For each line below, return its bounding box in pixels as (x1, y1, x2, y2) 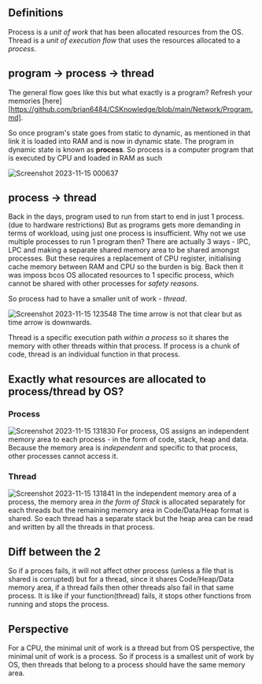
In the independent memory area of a (116, 489, 237, 498)
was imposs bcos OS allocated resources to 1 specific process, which (8, 271, 234, 280)
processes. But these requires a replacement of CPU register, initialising (8, 253, 242, 263)
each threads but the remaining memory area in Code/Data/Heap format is (8, 505, 249, 515)
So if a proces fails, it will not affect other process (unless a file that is (8, 566, 234, 575)
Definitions (8, 6, 64, 20)
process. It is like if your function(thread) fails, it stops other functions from (8, 591, 252, 601)
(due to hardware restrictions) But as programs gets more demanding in (8, 220, 242, 230)
